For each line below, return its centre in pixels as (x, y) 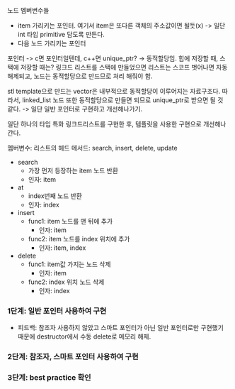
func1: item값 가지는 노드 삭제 (69, 264)
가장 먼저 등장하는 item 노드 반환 (73, 170)
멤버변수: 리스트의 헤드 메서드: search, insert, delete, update (93, 148)
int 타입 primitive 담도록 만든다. (61, 34)
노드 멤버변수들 (28, 10)
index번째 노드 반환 (55, 196)
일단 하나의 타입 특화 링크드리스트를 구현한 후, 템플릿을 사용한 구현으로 (104, 124)
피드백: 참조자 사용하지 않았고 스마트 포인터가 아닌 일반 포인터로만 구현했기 (121, 328)
